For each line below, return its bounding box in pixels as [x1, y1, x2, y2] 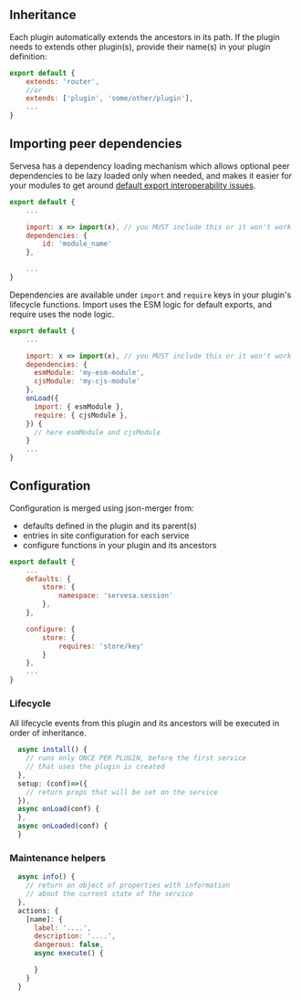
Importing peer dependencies [9, 136, 182, 151]
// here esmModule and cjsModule [33, 428, 161, 437]
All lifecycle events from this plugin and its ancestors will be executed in [9, 718, 280, 729]
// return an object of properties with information [26, 880, 231, 891]
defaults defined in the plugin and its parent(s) [22, 520, 198, 531]
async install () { [17, 745, 88, 755]
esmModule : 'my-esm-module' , [33, 369, 145, 378]
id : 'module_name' [42, 239, 112, 249]
